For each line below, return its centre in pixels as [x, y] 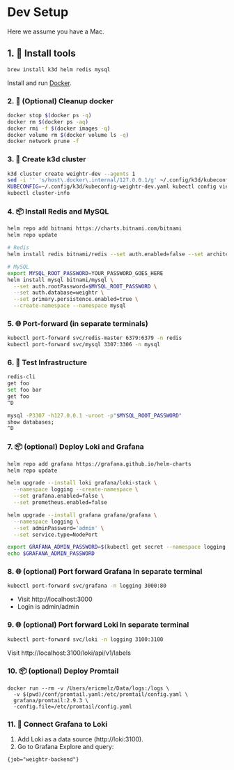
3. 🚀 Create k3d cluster [47, 159]
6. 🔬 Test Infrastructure [47, 362]
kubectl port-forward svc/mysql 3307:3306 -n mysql [84, 345]
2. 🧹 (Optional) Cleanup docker [60, 101]
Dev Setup [38, 12]
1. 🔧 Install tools [41, 53]
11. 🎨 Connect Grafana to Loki [57, 724]
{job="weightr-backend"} [43, 760]
